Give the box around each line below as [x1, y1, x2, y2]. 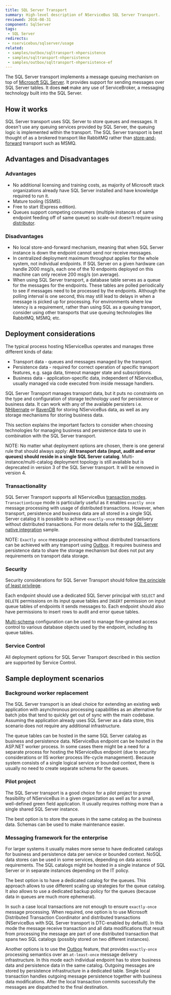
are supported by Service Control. [5, 659, 77, 665]
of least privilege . [5, 583, 42, 589]
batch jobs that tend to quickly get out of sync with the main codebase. [5, 712, 155, 718]
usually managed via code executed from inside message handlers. [12, 380, 154, 386]
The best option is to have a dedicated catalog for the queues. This [5, 877, 146, 884]
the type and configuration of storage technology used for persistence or [5, 396, 159, 402]
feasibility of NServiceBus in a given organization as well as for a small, [5, 795, 155, 801]
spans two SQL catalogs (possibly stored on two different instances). [5, 936, 150, 942]
